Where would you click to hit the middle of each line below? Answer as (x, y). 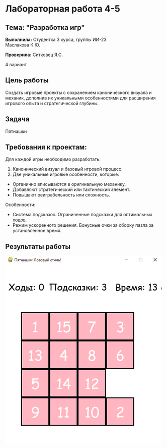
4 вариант (16, 64)
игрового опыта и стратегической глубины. (52, 103)
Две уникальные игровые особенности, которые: (66, 174)
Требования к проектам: (46, 147)
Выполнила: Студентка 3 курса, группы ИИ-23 (56, 39)
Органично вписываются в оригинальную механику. (69, 184)
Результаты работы (38, 246)
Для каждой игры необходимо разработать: (53, 159)
